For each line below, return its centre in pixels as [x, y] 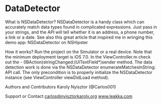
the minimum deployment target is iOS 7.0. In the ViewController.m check [78, 57]
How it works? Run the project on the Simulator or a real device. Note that [78, 52]
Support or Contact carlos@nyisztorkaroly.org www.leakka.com [69, 96]
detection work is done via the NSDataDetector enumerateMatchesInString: [81, 67]
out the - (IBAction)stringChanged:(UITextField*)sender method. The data [79, 62]
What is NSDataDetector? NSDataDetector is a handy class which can [75, 22]
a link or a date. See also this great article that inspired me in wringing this [79, 37]
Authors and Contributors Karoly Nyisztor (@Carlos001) [61, 87]
